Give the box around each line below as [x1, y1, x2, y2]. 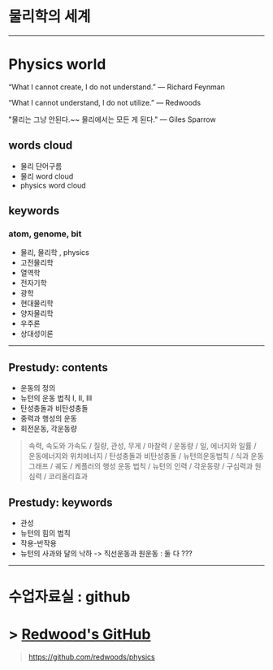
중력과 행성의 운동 [19, 413, 77, 423]
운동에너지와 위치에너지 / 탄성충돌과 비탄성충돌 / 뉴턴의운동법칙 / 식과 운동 [28, 452, 264, 461]
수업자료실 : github [8, 588, 131, 606]
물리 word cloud [19, 171, 74, 181]
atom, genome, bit [8, 228, 82, 240]
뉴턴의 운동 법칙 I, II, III [19, 393, 93, 403]
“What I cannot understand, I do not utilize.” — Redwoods [8, 97, 201, 107]
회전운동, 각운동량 [19, 424, 77, 434]
